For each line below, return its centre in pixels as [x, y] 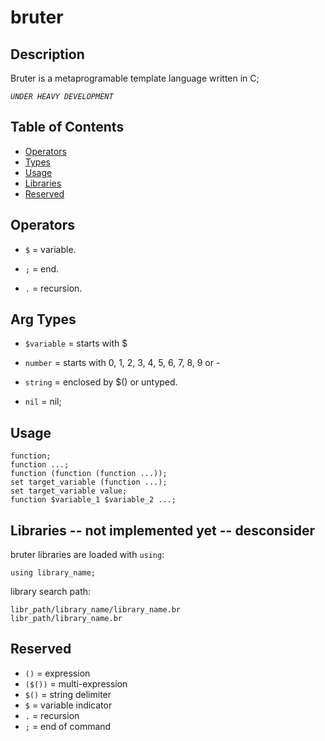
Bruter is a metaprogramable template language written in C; [135, 78]
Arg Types [43, 319]
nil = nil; [43, 402]
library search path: [51, 592]
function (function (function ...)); [89, 474]
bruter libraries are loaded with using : [87, 555]
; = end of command [68, 726]
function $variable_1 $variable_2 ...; [93, 500]
